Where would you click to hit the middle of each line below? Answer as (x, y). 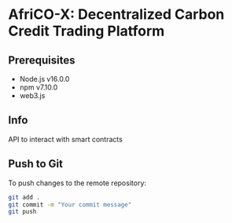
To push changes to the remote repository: (77, 183)
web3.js (32, 95)
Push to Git (35, 164)
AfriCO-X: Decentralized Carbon (116, 15)
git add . (24, 197)
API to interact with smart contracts (66, 139)
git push (22, 212)
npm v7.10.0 (39, 87)
